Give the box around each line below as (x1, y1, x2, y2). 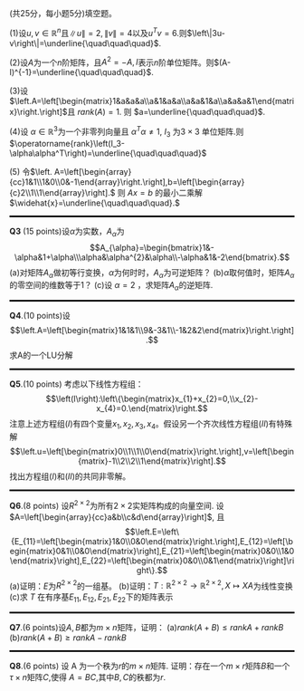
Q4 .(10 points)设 (9, 311, 71, 322)
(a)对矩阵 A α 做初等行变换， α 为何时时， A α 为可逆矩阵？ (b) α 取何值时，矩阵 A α (9, 266, 295, 280)
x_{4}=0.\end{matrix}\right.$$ (96, 403, 208, 414)
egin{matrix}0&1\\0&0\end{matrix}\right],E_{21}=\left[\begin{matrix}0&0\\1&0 (9, 545, 295, 556)
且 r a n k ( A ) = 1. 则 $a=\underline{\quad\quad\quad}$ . (67, 107, 266, 118)
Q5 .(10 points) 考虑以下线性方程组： (9, 379, 144, 389)
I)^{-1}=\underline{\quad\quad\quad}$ (9, 67, 152, 78)
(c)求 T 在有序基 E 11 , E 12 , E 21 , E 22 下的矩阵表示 (9, 591, 174, 605)
